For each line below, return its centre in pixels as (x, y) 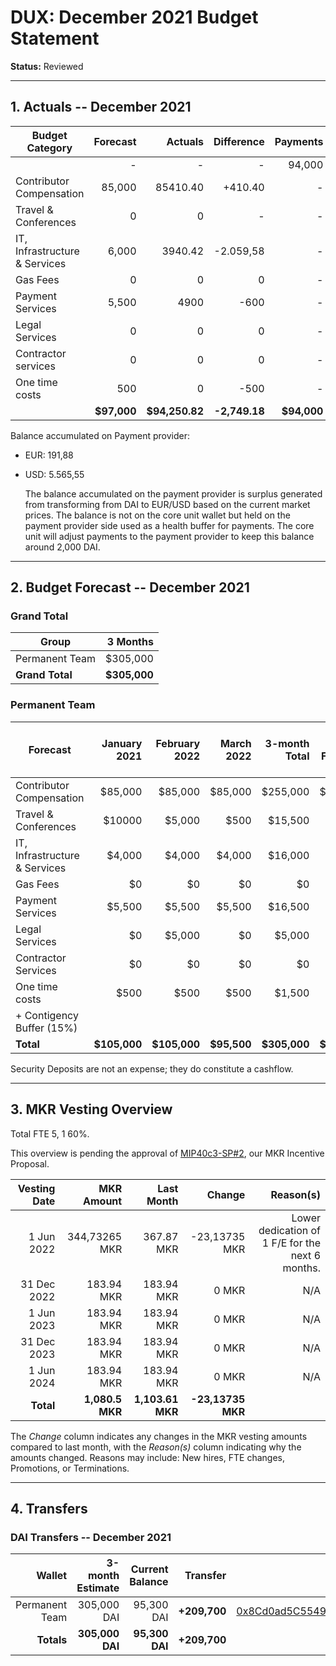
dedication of (289, 1230)
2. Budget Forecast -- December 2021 (130, 587)
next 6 (305, 1255)
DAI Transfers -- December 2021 (91, 1537)
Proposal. (30, 1163)
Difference (239, 141)
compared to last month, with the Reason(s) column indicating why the (156, 1447)
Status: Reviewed (47, 66)
